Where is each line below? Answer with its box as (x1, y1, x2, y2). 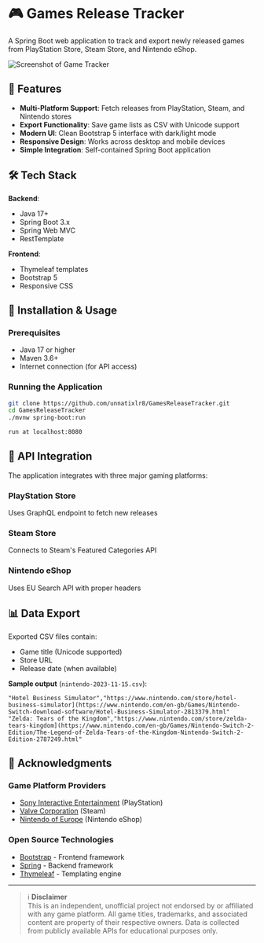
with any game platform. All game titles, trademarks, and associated (27, 909, 247, 919)
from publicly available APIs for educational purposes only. (27, 926, 218, 935)
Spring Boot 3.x (19, 217, 71, 226)
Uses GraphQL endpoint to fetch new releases (8, 508, 159, 518)
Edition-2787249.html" (8, 735, 82, 743)
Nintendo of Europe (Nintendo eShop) (19, 815, 143, 824)
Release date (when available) (19, 663, 118, 673)
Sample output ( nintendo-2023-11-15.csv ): (8, 679, 148, 688)
